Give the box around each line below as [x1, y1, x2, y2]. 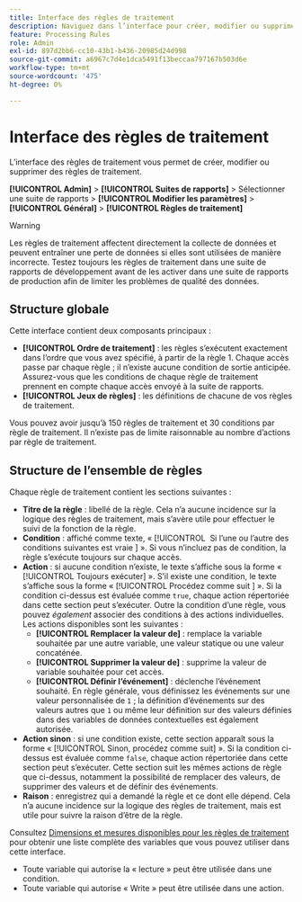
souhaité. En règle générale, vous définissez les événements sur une [35, 685, 290, 697]
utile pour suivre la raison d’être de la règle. [22, 810, 183, 821]
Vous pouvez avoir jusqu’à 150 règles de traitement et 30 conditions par [9, 417, 275, 428]
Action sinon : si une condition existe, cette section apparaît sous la [22, 734, 274, 745]
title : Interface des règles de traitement [9, 13, 175, 22]
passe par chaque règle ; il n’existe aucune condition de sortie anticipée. [22, 362, 291, 373]
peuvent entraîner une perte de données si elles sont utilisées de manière [9, 246, 281, 257]
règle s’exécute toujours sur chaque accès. [22, 552, 182, 563]
